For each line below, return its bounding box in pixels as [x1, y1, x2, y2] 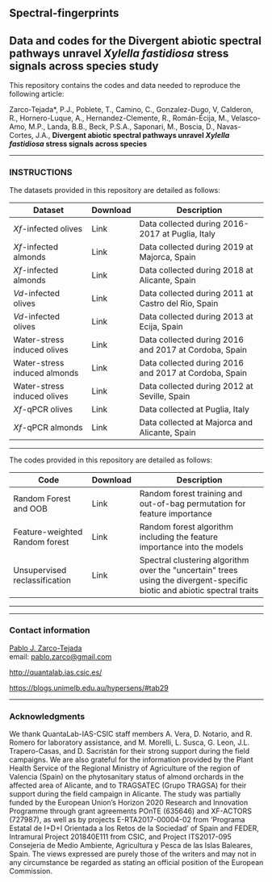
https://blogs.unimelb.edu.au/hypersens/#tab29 [9, 683, 169, 692]
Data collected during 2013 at [139, 311, 253, 322]
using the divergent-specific [139, 575, 249, 586]
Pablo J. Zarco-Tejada [9, 643, 82, 653]
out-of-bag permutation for [139, 498, 246, 509]
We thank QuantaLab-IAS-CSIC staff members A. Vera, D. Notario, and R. [9, 729, 253, 739]
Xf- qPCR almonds [13, 421, 83, 433]
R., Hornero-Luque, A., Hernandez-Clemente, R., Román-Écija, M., [9, 113, 229, 123]
